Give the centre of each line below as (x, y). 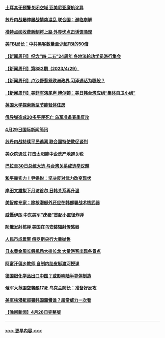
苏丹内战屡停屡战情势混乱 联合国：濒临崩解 (49, 20)
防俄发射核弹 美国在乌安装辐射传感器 (42, 227)
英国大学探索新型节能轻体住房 (35, 105)
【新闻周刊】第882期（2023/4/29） (42, 68)
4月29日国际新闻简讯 (27, 129)
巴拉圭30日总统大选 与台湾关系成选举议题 (47, 166)
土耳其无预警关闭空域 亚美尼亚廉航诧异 (44, 7)
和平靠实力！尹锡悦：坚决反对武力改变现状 (48, 178)
